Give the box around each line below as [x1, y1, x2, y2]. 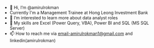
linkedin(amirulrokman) [9, 38, 56, 43]
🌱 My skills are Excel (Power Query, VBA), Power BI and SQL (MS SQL [9, 20, 149, 26]
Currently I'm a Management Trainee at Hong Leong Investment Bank [9, 10, 148, 16]
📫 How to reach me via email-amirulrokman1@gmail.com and [9, 31, 133, 36]
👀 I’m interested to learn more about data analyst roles [9, 15, 118, 20]
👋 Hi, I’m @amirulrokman [9, 5, 59, 10]
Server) [9, 25, 25, 31]
